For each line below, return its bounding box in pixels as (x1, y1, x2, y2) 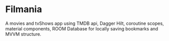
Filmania (5, 4, 42, 15)
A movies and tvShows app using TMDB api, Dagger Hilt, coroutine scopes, (5, 20, 164, 26)
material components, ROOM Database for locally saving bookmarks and (5, 25, 158, 31)
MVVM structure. (5, 31, 42, 37)
